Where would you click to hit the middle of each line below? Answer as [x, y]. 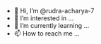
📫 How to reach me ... [47, 34]
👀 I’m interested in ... [44, 18]
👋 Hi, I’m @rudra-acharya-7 [54, 11]
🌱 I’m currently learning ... [52, 25]
